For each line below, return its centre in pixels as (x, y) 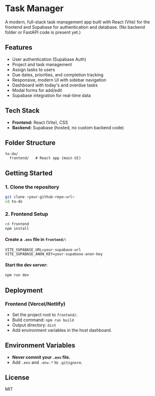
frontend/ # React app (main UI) (45, 158)
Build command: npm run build (43, 320)
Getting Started (29, 173)
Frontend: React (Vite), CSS (40, 122)
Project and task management (42, 64)
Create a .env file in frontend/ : (36, 240)
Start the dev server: (26, 265)
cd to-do (14, 201)
